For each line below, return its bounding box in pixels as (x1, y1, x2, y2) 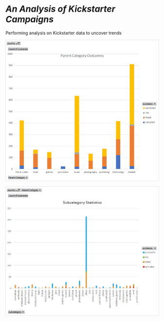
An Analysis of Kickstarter (5, 3, 116, 15)
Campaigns (5, 14, 54, 25)
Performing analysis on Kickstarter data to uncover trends (5, 30, 122, 36)
